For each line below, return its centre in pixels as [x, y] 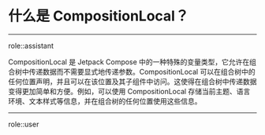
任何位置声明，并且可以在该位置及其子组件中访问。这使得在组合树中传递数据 [132, 81]
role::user [24, 124]
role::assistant [31, 46]
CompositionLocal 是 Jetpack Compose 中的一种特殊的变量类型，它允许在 [129, 62]
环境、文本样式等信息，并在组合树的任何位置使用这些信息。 [105, 101]
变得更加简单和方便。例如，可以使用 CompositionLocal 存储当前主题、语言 [129, 91]
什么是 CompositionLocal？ [99, 16]
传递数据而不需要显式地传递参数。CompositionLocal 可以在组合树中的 [142, 71]
